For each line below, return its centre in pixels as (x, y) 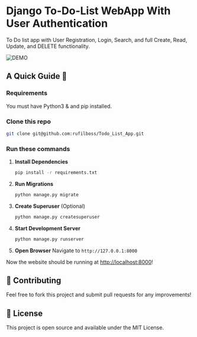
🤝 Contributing (34, 280)
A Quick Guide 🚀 (37, 76)
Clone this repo (29, 121)
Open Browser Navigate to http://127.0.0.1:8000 (76, 251)
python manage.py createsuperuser (57, 217)
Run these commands (38, 149)
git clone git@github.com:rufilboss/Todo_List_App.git (75, 134)
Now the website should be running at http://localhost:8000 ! (80, 262)
